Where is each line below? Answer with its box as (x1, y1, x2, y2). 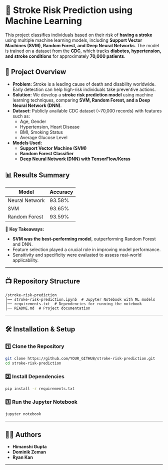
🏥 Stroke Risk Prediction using (5, 5, 133, 16)
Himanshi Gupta (12, 443, 47, 449)
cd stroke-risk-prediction (5, 361, 61, 366)
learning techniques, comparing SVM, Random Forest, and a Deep (12, 97, 150, 103)
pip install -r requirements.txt (5, 386, 75, 391)
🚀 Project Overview (5, 68, 66, 76)
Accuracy (49, 188, 73, 195)
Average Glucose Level (19, 134, 67, 140)
